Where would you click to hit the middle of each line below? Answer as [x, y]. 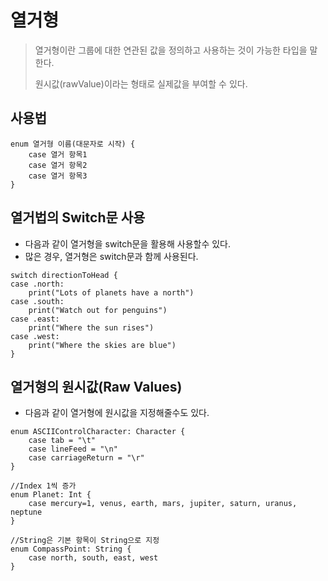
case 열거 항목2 [58, 165]
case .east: [35, 319]
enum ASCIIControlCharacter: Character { [98, 432]
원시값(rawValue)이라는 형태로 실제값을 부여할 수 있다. [141, 83]
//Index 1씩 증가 [43, 486]
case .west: [35, 336]
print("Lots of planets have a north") [111, 292]
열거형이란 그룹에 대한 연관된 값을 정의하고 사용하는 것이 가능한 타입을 [171, 50]
